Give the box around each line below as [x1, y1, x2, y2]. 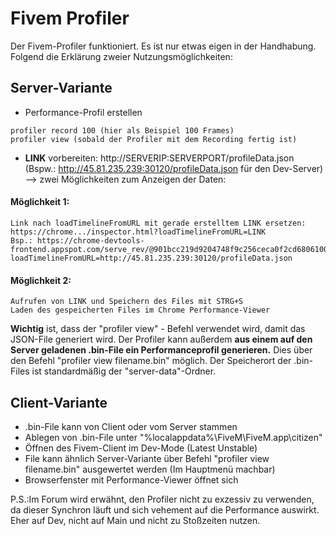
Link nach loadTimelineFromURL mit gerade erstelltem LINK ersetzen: [10, 218, 307, 228]
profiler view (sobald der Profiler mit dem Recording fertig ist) [10, 134, 298, 144]
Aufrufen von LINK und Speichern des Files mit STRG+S [10, 297, 244, 307]
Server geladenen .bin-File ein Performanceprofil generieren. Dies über [10, 344, 313, 356]
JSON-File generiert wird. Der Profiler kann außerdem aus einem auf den [10, 333, 313, 346]
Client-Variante [10, 394, 108, 411]
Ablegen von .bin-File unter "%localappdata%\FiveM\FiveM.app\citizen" [24, 431, 323, 443]
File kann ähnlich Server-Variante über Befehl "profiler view [24, 452, 270, 464]
